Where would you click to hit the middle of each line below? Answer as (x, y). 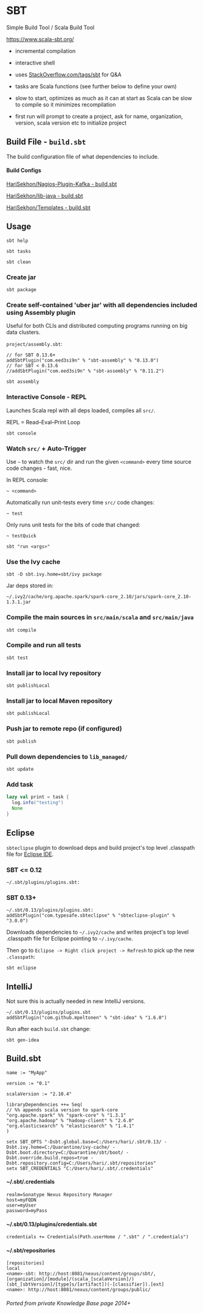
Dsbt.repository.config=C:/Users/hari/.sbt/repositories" (81, 1163)
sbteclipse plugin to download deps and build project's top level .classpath (101, 847)
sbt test (17, 658)
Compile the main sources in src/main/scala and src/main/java (100, 618)
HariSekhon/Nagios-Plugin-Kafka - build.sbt (62, 184)
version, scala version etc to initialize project (71, 123)
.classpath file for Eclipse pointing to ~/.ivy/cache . (70, 939)
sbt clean (19, 262)
